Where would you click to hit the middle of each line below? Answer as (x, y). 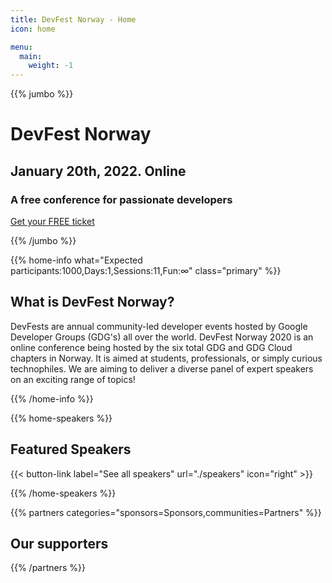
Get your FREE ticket (52, 221)
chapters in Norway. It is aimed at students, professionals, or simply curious (166, 358)
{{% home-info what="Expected (76, 260)
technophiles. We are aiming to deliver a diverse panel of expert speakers (162, 368)
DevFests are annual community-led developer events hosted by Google (159, 326)
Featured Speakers (71, 449)
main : (31, 56)
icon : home (33, 29)
